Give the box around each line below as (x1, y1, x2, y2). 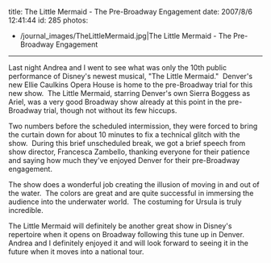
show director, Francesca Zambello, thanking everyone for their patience (8, 147, 250, 157)
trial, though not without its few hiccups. (44, 106, 177, 115)
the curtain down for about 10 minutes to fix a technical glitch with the (8, 130, 240, 140)
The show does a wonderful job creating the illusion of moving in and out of (8, 180, 260, 189)
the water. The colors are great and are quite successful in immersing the (8, 189, 254, 198)
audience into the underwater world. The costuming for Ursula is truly (8, 197, 242, 207)
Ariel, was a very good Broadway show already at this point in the (8, 97, 227, 106)
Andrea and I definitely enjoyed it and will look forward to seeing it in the (8, 238, 248, 248)
